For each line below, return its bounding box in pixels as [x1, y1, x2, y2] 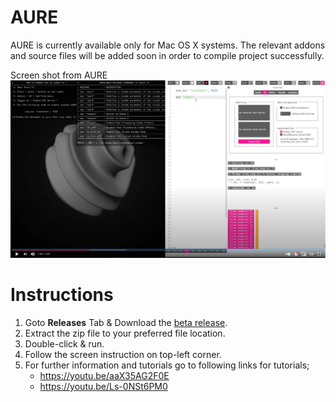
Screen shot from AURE [10, 69, 108, 81]
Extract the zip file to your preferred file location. [24, 327, 226, 339]
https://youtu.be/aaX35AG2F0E [39, 369, 170, 381]
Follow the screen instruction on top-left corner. [24, 348, 222, 360]
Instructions [10, 284, 114, 306]
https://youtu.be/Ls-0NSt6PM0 [39, 380, 168, 392]
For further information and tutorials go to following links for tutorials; [24, 359, 310, 371]
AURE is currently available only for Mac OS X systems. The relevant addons [10, 39, 326, 51]
